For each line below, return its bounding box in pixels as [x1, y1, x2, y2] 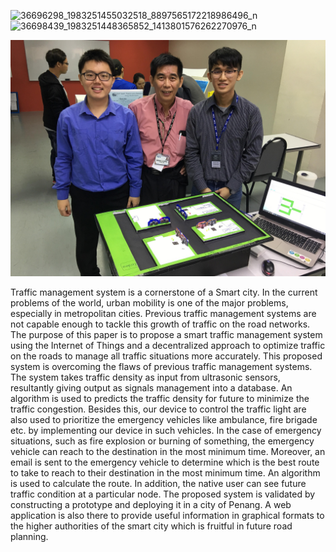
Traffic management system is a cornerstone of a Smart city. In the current [10, 286, 318, 298]
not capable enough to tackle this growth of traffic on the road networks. [10, 318, 311, 330]
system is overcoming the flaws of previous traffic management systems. [10, 361, 313, 372]
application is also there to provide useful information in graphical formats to [10, 510, 325, 521]
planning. [10, 531, 49, 542]
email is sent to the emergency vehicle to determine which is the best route [10, 456, 320, 468]
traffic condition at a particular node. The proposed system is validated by [10, 488, 316, 500]
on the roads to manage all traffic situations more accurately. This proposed [10, 350, 323, 362]
